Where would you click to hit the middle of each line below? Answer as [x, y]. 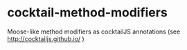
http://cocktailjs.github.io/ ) [46, 38]
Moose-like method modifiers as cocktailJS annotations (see [94, 32]
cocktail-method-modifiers [87, 13]
